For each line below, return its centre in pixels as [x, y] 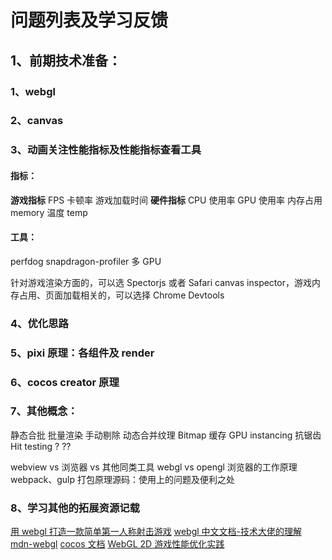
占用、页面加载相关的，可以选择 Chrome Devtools [121, 295]
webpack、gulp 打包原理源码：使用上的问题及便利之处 [122, 479]
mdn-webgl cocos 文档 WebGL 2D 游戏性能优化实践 [117, 544]
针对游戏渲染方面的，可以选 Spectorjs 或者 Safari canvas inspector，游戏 [161, 282]
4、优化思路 [39, 323]
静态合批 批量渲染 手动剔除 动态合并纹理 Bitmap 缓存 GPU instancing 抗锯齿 [166, 435]
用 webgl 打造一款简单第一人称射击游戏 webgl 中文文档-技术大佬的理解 [156, 532]
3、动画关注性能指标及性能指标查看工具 [106, 150]
